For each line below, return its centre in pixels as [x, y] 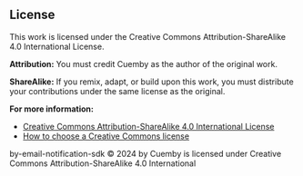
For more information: [51, 109]
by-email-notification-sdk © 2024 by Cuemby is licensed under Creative [146, 153]
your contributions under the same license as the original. [117, 91]
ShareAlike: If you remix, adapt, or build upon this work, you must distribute [151, 82]
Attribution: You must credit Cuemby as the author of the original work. [143, 64]
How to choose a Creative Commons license [106, 136]
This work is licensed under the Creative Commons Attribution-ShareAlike [148, 36]
